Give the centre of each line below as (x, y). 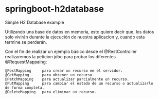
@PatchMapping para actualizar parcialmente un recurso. (67, 79)
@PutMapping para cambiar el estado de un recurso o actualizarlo (79, 83)
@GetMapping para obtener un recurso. (50, 75)
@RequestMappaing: (26, 62)
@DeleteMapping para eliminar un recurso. (51, 92)
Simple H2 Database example (35, 22)
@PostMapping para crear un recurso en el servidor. (64, 71)
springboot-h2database (54, 9)
